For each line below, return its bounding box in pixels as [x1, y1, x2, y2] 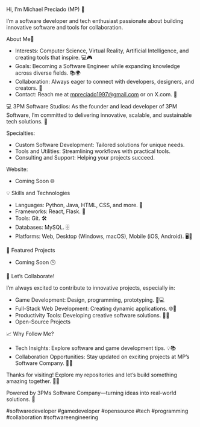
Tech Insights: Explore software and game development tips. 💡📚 [14, 344, 177, 352]
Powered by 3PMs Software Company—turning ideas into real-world [6, 389, 177, 396]
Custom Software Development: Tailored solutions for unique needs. [14, 142, 185, 148]
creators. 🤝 [14, 84, 43, 92]
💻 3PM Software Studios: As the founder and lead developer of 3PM [6, 103, 178, 110]
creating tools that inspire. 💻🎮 [14, 54, 93, 61]
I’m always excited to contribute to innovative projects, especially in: [6, 284, 176, 291]
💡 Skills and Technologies [6, 190, 70, 196]
